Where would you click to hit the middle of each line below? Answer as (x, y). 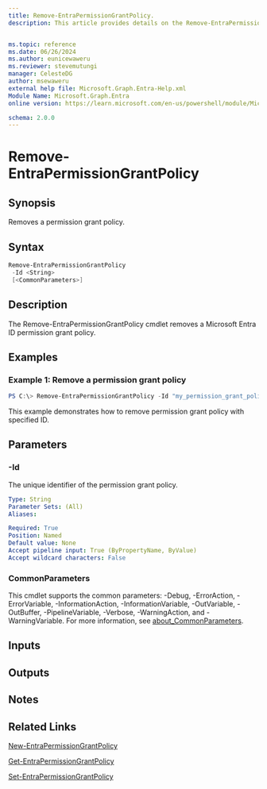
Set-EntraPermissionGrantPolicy (61, 777)
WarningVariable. (37, 621)
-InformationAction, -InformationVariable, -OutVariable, (145, 604)
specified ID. (29, 420)
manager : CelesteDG (41, 74)
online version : (35, 103)
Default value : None (43, 543)
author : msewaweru (39, 81)
